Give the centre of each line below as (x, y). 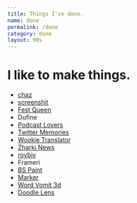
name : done (23, 21)
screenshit (33, 103)
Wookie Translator (44, 140)
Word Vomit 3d (39, 185)
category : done (30, 34)
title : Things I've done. (45, 14)
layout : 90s (25, 40)
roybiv (27, 155)
